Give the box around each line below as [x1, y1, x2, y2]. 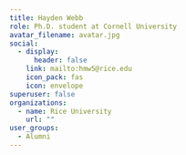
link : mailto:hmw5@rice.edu [26, 65, 132, 74]
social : [9, 38, 39, 48]
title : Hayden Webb [9, 13, 84, 23]
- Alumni [17, 132, 51, 141]
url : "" [26, 115, 55, 124]
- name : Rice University [17, 107, 112, 116]
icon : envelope [26, 81, 84, 90]
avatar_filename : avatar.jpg [9, 30, 120, 39]
